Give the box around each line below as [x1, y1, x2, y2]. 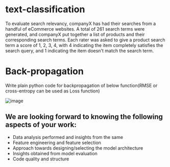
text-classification [5, 4, 85, 15]
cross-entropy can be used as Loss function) [5, 88, 101, 94]
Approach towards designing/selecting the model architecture [12, 145, 143, 151]
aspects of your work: [5, 121, 77, 129]
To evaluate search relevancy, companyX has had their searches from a [5, 20, 156, 27]
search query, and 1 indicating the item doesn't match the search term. [5, 47, 154, 54]
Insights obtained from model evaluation [12, 150, 98, 156]
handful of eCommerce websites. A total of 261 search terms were [5, 26, 145, 32]
